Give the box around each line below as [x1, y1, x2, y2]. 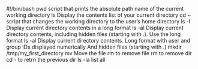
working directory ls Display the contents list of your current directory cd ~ [6, 11, 191, 19]
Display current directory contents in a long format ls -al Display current [6, 24, 184, 31]
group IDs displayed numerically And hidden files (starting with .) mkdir [6, 43, 182, 50]
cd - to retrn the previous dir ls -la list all [6, 56, 106, 63]
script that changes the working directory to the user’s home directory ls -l [6, 18, 191, 25]
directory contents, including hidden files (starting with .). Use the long [6, 31, 181, 38]
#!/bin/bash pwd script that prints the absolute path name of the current [6, 5, 184, 12]
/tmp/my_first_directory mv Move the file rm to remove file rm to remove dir [6, 50, 192, 56]
